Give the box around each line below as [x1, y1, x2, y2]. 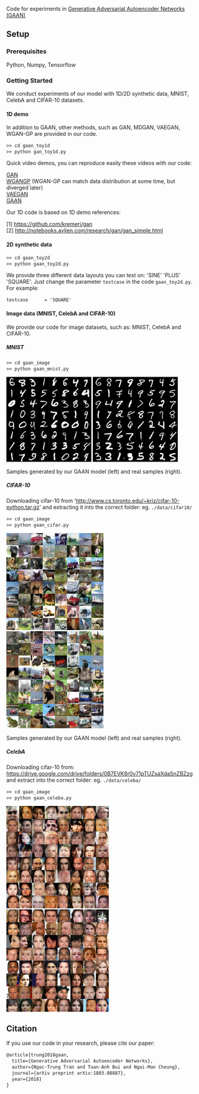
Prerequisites [6, 47, 47, 56]
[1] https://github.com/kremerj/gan [6, 221, 93, 228]
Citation [6, 1023, 38, 1033]
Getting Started [6, 76, 53, 84]
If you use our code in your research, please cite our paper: [6, 1039, 155, 1047]
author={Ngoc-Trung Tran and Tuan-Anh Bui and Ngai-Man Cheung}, [12, 1064, 181, 1070]
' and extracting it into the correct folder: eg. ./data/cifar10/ [39, 503, 192, 511]
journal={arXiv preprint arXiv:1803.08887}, [12, 1070, 126, 1076]
